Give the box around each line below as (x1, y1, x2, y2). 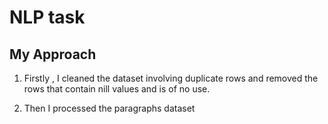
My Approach (9, 46, 97, 63)
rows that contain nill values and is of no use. (23, 83, 211, 95)
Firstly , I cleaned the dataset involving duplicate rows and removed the (23, 72, 319, 84)
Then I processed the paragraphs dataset (23, 102, 196, 114)
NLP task (9, 6, 86, 29)
